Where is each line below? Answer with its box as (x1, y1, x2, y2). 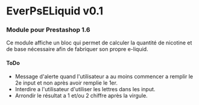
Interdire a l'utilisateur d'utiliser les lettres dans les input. (14, 85, 156, 92)
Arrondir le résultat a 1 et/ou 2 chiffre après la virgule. (14, 92, 148, 99)
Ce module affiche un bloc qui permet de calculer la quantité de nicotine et (6, 39, 192, 46)
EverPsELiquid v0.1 (6, 4, 104, 18)
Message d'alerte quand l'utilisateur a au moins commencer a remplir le (14, 73, 194, 80)
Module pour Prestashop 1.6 (6, 26, 90, 34)
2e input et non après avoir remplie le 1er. (14, 79, 118, 86)
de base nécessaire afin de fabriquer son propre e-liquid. (6, 46, 149, 53)
